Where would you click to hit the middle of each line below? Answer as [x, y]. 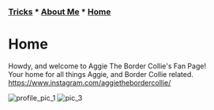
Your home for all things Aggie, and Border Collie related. [101, 74]
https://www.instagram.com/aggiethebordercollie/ [90, 82]
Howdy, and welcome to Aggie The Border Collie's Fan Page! [107, 66]
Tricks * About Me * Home [60, 12]
